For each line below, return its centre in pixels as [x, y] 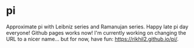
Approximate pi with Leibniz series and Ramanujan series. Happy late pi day [97, 27]
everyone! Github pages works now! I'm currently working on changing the [96, 32]
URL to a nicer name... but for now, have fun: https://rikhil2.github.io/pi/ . [93, 39]
